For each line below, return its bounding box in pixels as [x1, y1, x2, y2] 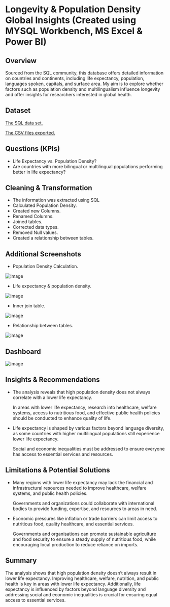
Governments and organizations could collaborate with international [12, 500, 155, 506]
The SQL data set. [5, 120, 43, 126]
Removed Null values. [12, 229, 58, 235]
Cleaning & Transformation [5, 183, 92, 192]
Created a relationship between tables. [12, 235, 94, 241]
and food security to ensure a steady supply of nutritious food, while [12, 536, 156, 542]
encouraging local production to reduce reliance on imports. [12, 541, 139, 547]
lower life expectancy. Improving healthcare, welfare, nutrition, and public [5, 575, 159, 582]
